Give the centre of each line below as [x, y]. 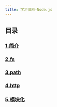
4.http [13, 85]
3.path [13, 72]
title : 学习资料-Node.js [29, 10]
